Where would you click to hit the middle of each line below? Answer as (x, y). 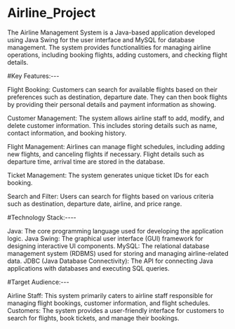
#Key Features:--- (33, 76)
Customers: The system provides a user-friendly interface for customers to (116, 310)
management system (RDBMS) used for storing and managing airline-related (118, 253)
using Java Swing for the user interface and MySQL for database (101, 39)
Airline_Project (52, 13)
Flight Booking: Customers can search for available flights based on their (112, 89)
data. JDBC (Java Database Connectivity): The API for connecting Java (110, 261)
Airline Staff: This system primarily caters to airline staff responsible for (110, 295)
